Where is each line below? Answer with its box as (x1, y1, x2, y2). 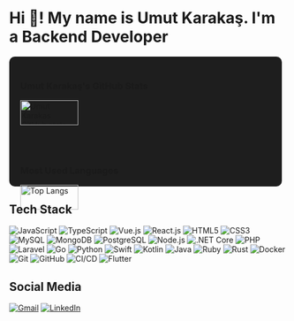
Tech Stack (9, 202, 72, 217)
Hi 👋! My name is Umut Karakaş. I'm (9, 8, 276, 28)
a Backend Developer (9, 27, 169, 47)
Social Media (9, 279, 82, 294)
